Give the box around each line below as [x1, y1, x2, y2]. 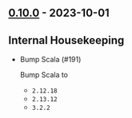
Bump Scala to [19, 70, 69, 80]
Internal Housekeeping [8, 33, 125, 47]
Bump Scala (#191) [19, 55, 82, 65]
